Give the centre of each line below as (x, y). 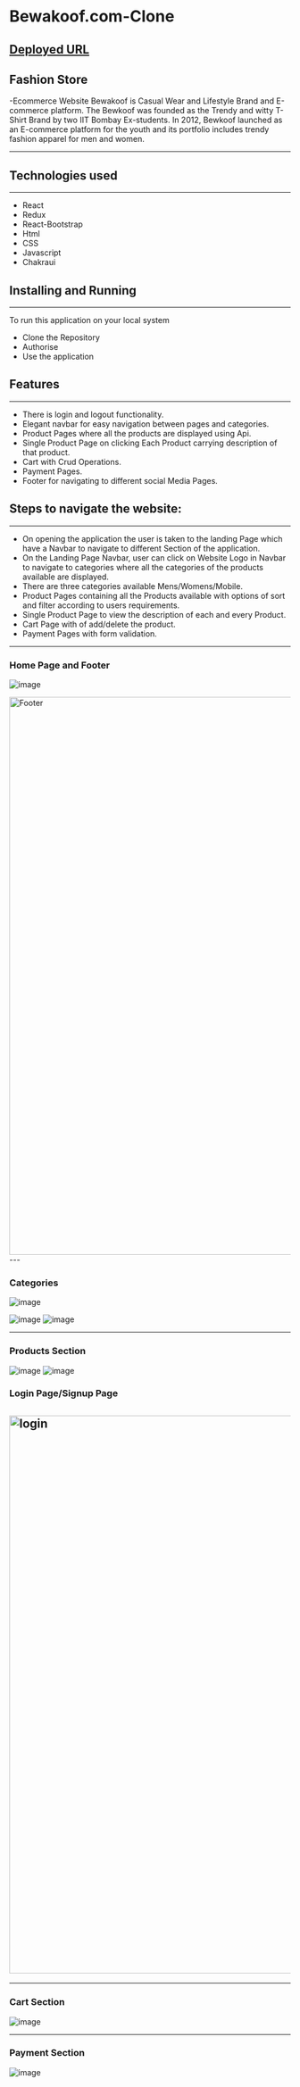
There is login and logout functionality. (93, 414)
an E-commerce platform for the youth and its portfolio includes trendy (139, 129)
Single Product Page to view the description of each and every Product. (154, 614)
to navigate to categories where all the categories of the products (142, 567)
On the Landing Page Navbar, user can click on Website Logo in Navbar (154, 557)
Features (34, 384)
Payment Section (47, 2053)
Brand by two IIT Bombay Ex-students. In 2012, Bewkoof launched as (155, 120)
